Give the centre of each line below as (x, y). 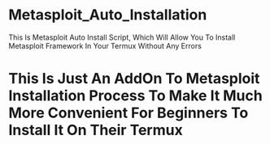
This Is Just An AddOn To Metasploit (134, 79)
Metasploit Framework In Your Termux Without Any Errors (105, 45)
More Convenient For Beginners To (128, 113)
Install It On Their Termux (96, 130)
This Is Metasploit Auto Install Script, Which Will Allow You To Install (122, 37)
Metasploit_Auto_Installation (108, 15)
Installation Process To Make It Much (135, 96)
